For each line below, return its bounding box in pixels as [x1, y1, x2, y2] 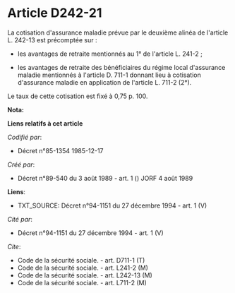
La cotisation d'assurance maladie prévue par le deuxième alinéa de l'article [7, 28, 229, 37]
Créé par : [7, 160, 35, 169]
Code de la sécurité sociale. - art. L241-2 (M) [17, 263, 148, 272]
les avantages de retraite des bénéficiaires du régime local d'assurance [17, 63, 226, 71]
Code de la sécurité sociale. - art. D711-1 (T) [17, 256, 145, 264]
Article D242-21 [7, 5, 102, 21]
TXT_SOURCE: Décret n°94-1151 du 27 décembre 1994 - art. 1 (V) [17, 201, 207, 210]
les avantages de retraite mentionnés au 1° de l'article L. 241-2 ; [17, 49, 203, 58]
